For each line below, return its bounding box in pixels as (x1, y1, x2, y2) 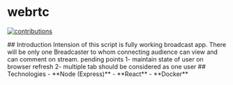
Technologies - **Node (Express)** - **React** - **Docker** (7, 70, 188, 78)
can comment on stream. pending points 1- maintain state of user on (7, 55, 204, 63)
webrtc (7, 4, 50, 20)
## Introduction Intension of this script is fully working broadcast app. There (7, 40, 227, 48)
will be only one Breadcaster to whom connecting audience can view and (7, 48, 218, 56)
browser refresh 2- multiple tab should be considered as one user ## (7, 62, 206, 70)
